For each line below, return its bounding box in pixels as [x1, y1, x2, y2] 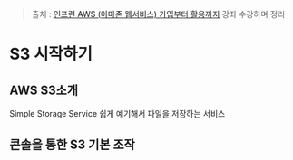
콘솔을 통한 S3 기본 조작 [9, 137, 136, 153]
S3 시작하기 [9, 44, 93, 64]
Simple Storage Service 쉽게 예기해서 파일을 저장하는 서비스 [9, 108, 226, 118]
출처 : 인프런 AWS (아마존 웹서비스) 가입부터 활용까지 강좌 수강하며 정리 [31, 9, 286, 19]
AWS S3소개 [9, 82, 79, 98]
